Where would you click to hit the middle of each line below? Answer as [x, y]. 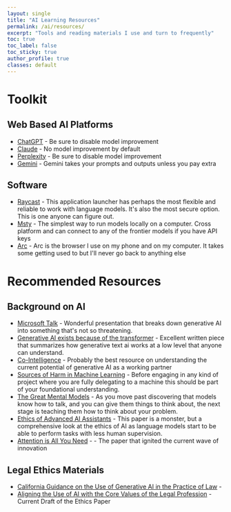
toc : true [21, 39]
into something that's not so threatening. [75, 331]
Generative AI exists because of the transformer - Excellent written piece [121, 338]
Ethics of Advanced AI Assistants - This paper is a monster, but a [109, 419]
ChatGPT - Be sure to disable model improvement [88, 141]
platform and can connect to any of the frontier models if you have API [117, 231]
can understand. [40, 353]
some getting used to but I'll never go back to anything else [101, 253]
